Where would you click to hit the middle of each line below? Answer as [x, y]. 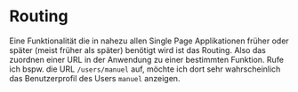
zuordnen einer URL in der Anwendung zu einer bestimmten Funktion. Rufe [147, 59]
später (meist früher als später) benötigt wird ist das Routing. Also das [138, 50]
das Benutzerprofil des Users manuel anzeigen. [95, 78]
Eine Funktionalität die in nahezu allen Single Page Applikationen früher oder [149, 41]
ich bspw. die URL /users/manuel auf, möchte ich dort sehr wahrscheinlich [145, 69]
